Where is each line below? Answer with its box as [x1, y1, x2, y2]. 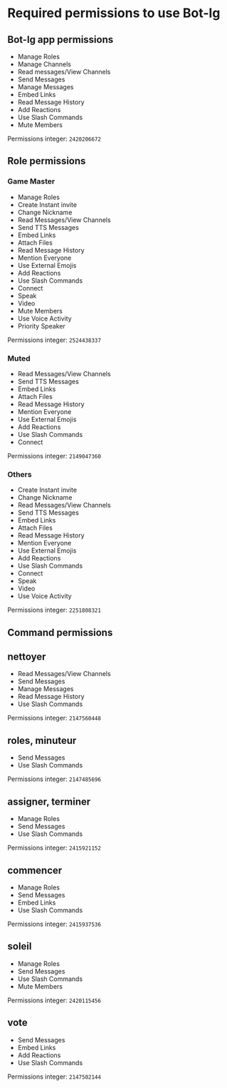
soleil [7, 940, 32, 952]
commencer [7, 864, 63, 876]
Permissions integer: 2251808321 [7, 605, 102, 615]
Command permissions [7, 626, 113, 638]
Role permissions [7, 155, 86, 167]
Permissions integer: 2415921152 [7, 844, 102, 852]
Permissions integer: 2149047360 [7, 451, 102, 460]
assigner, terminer [7, 795, 91, 807]
